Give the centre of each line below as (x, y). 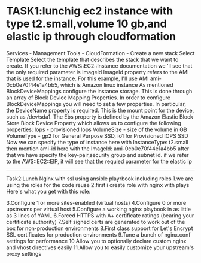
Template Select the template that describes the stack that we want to (92, 59)
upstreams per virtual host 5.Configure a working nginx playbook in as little (99, 209)
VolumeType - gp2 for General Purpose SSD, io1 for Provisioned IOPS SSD (97, 135)
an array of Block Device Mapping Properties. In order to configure (88, 98)
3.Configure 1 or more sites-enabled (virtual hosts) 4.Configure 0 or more (96, 202)
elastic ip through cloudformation (91, 37)
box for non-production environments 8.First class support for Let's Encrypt (100, 228)
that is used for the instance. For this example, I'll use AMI (77, 78)
